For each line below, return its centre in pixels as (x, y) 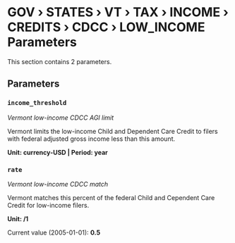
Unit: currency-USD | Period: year (58, 152)
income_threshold (37, 103)
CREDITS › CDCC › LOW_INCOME (106, 27)
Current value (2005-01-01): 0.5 (54, 232)
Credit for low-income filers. (48, 205)
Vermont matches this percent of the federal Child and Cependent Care (111, 197)
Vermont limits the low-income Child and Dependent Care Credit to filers (113, 131)
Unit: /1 (18, 218)
